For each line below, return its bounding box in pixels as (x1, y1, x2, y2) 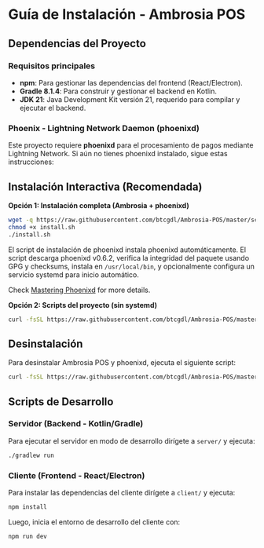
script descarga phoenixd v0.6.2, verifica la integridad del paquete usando (8, 253, 250, 262)
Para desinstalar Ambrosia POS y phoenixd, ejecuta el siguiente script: (8, 358, 236, 367)
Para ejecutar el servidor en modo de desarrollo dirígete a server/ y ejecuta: (8, 436, 255, 445)
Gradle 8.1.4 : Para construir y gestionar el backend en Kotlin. (19, 86, 218, 96)
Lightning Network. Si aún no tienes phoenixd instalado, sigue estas (8, 149, 228, 159)
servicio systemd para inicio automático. (8, 269, 139, 279)
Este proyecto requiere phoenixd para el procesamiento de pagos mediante (8, 141, 254, 150)
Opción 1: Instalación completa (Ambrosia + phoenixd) (8, 200, 190, 210)
